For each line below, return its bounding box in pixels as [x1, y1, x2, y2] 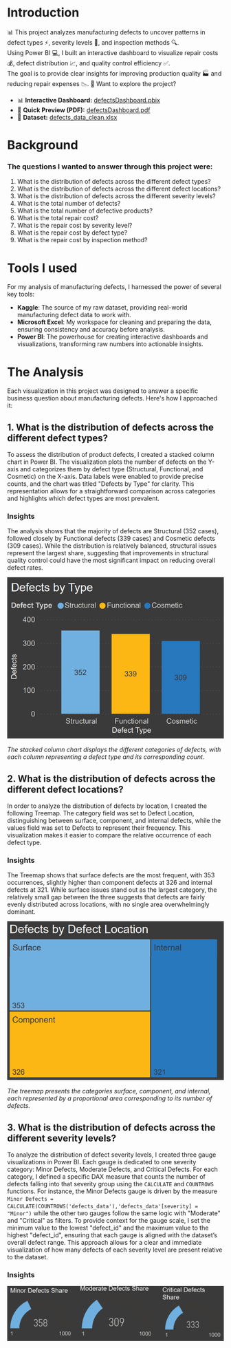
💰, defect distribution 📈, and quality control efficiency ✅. [7, 58, 170, 67]
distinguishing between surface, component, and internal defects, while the [7, 817, 221, 825]
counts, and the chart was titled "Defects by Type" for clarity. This [7, 480, 195, 488]
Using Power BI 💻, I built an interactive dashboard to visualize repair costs [7, 48, 219, 56]
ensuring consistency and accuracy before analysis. [16, 325, 165, 334]
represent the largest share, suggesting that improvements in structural [7, 549, 209, 557]
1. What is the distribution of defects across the [7, 421, 214, 433]
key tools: [7, 290, 35, 299]
